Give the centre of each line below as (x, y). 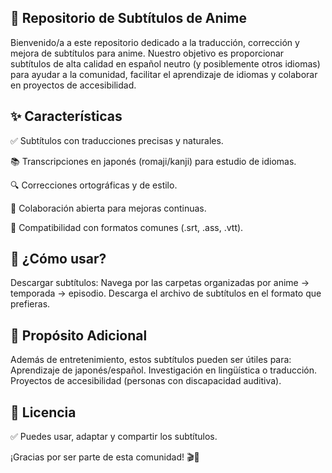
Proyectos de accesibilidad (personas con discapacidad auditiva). (146, 381)
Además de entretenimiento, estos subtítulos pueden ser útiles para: (151, 360)
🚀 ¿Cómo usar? (58, 259)
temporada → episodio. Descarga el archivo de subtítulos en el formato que (166, 293)
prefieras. (30, 304)
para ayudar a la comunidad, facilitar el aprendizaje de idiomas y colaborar (164, 74)
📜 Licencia (43, 412)
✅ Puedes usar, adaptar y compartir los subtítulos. (114, 437)
